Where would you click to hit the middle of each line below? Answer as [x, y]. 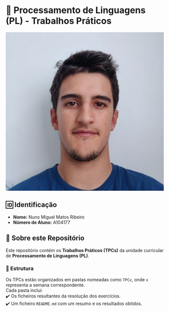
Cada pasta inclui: [24, 290]
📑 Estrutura [20, 269]
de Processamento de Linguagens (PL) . [48, 256]
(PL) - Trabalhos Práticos [59, 21]
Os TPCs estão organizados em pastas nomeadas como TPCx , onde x [77, 279]
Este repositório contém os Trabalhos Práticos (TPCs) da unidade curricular [85, 250]
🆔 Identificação [31, 205]
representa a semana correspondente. [45, 285]
